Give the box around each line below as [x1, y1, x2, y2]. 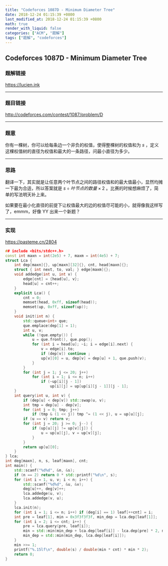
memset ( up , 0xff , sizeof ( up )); [23, 305, 88, 310]
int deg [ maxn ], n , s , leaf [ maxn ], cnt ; [5, 459, 88, 464]
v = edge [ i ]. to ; [40, 347, 75, 352]
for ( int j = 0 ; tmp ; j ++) [23, 407, 79, 412]
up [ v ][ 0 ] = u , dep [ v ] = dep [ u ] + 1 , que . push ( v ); [40, 356, 146, 361]
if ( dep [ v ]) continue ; [40, 351, 91, 356]
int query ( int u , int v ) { [14, 393, 70, 398]
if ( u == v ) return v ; [23, 416, 70, 421]
